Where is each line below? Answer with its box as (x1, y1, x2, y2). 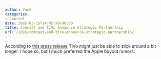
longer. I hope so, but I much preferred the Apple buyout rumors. (5, 48, 135, 54)
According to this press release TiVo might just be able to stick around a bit (5, 43, 156, 49)
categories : (5, 12, 29, 17)
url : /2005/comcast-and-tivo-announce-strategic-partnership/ (5, 30, 134, 35)
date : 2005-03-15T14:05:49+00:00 (5, 20, 73, 26)
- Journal (5, 16, 25, 21)
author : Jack (5, 7, 32, 12)
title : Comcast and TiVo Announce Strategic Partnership (5, 25, 123, 30)
